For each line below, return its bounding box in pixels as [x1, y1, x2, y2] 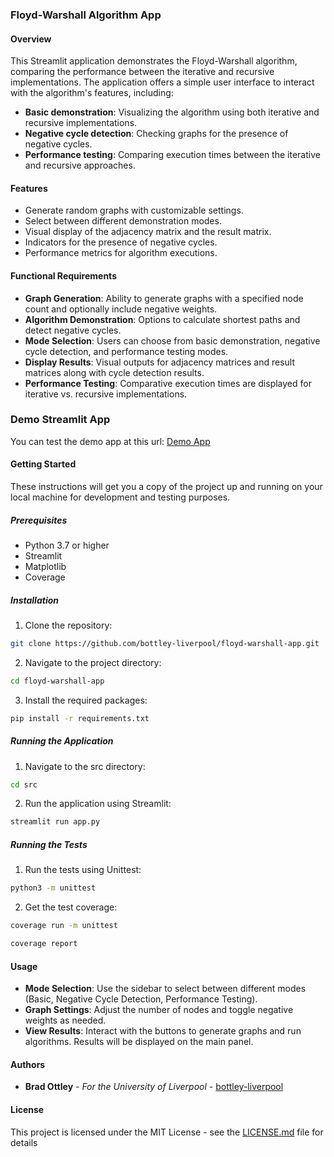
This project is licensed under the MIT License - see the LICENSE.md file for [10, 1126, 324, 1138]
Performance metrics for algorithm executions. [24, 247, 218, 259]
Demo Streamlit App [10, 413, 111, 427]
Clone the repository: [24, 619, 113, 631]
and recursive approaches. [24, 159, 136, 172]
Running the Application [10, 735, 114, 747]
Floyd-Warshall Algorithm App [10, 8, 162, 22]
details [10, 1136, 38, 1148]
